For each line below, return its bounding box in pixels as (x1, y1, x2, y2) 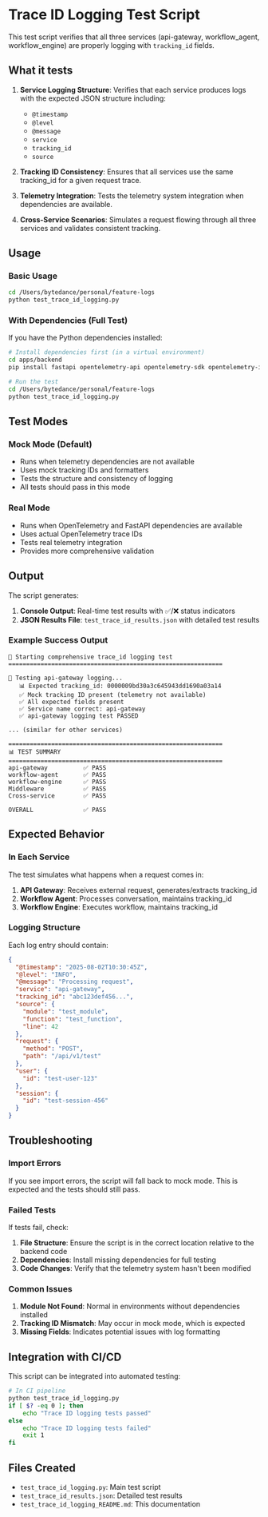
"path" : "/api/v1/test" (22, 1053, 102, 1061)
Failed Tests (8, 1204, 57, 1216)
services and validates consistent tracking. (19, 223, 161, 233)
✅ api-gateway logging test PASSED (18, 711, 139, 720)
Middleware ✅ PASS (8, 785, 107, 793)
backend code (19, 1247, 68, 1256)
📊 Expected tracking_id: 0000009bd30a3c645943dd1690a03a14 (18, 682, 222, 690)
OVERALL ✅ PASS (8, 806, 107, 814)
